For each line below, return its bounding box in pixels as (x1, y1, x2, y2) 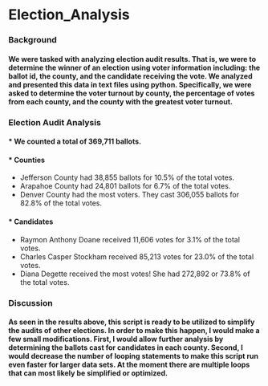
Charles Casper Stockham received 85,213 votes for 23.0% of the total (19, 251, 254, 262)
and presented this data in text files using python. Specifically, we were (8, 79, 252, 89)
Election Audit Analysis (8, 116, 102, 128)
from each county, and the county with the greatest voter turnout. (8, 96, 233, 106)
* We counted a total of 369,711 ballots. (8, 136, 142, 146)
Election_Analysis (8, 6, 130, 24)
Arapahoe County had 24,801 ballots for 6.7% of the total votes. (19, 181, 231, 191)
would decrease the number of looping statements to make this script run (8, 351, 259, 361)
